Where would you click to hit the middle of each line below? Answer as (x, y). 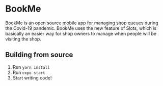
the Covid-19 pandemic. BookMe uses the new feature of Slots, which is (81, 28)
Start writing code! (32, 78)
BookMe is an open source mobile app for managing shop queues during (82, 23)
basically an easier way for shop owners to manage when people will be (81, 33)
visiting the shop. (23, 39)
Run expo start (29, 72)
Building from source (39, 55)
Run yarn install (31, 67)
